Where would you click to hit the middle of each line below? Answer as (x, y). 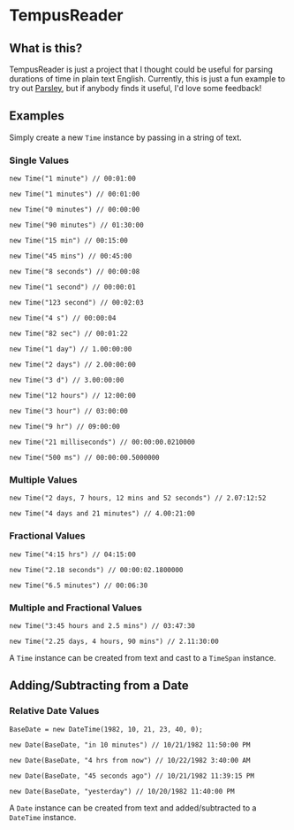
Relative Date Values (54, 711)
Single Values (39, 160)
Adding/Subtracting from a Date (99, 686)
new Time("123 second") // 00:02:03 (76, 303)
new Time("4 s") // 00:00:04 (63, 318)
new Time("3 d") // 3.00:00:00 (67, 380)
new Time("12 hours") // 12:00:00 (73, 396)
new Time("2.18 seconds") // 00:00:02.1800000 (96, 570)
